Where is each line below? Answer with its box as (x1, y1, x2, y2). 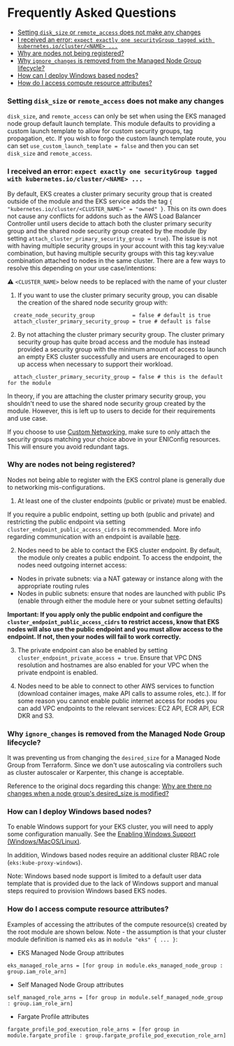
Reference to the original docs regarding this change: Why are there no (7, 782, 212, 790)
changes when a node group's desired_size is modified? (7, 790, 169, 798)
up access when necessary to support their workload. (17, 360, 173, 368)
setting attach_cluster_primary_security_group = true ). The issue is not (7, 234, 218, 242)
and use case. (7, 414, 47, 422)
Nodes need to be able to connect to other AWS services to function (17, 681, 214, 690)
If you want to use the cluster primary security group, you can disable (17, 291, 219, 299)
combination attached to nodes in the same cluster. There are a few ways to (7, 256, 226, 265)
